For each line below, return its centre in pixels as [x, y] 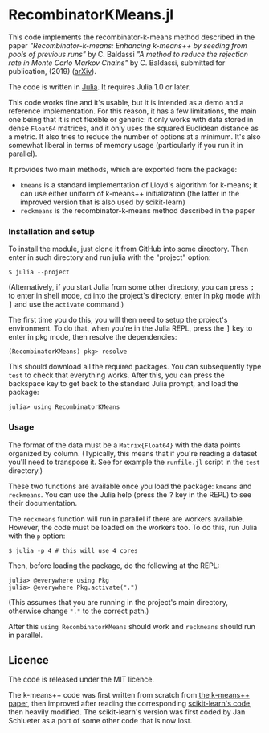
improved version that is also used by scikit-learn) [103, 202]
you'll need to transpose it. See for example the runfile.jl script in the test [134, 462]
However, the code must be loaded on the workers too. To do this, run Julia [133, 527]
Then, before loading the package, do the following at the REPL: [114, 566]
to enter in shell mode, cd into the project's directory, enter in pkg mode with [134, 296]
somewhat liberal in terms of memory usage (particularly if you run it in [126, 145]
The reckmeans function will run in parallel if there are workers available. [126, 519]
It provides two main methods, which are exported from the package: [123, 169]
